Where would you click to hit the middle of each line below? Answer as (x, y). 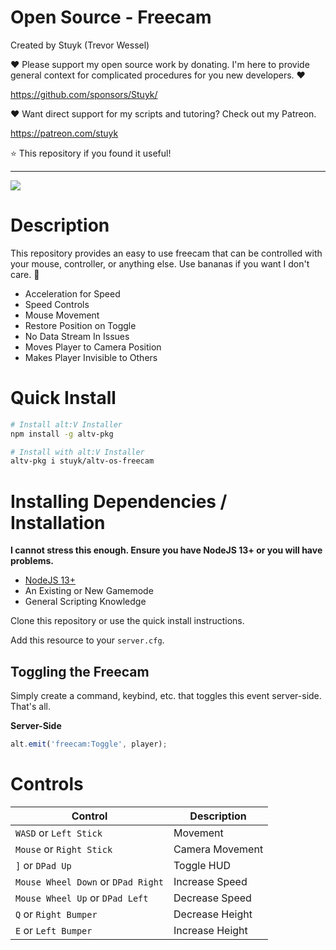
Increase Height (210, 930)
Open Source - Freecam (111, 17)
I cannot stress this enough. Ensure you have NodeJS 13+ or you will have (166, 550)
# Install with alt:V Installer (77, 452)
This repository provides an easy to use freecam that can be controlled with (166, 253)
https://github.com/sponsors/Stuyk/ (84, 94)
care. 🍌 (25, 274)
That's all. (30, 707)
